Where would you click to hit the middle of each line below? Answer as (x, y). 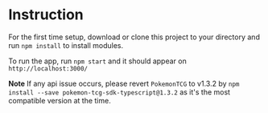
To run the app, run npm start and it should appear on (97, 61)
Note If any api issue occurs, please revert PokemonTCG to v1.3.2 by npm (124, 83)
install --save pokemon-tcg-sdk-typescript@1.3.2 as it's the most (120, 92)
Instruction (46, 15)
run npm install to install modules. (66, 45)
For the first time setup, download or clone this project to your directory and (134, 37)
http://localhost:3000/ (48, 69)
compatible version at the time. (60, 100)
